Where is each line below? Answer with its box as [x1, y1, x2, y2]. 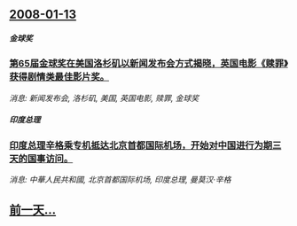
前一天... [9, 203, 57, 218]
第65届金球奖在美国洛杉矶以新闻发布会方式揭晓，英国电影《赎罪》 [9, 58, 288, 70]
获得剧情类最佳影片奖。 [9, 71, 109, 83]
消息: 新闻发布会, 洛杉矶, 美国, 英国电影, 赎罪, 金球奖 [9, 92, 199, 103]
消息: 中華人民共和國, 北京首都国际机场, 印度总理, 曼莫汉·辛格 [9, 175, 231, 185]
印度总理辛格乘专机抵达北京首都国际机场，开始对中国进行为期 [9, 139, 273, 152]
